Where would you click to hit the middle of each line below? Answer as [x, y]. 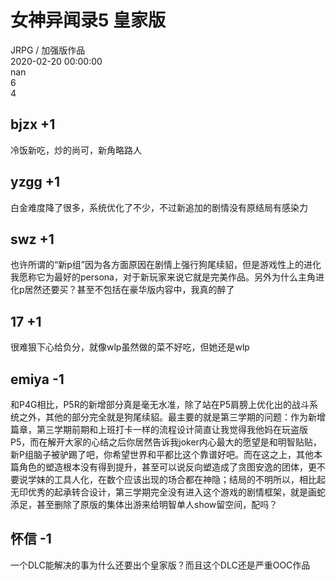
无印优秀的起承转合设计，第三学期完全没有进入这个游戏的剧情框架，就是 [159, 492]
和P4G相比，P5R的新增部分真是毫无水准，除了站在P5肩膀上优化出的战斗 [160, 404]
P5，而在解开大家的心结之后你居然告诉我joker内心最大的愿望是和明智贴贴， [166, 442]
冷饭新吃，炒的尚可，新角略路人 [76, 150]
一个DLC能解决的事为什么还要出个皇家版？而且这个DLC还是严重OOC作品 [160, 565]
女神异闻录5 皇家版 [88, 20]
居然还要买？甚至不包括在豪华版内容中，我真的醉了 [129, 290]
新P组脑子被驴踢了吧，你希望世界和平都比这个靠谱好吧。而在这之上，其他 [162, 454]
